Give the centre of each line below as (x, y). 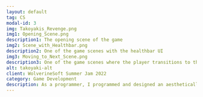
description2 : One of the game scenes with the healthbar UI (85, 51)
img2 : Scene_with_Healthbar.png (47, 46)
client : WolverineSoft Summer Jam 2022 (56, 74)
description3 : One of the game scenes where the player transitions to (98, 62)
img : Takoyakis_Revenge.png (42, 29)
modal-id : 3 (21, 23)
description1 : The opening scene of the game (64, 40)
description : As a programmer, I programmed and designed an (85, 85)
